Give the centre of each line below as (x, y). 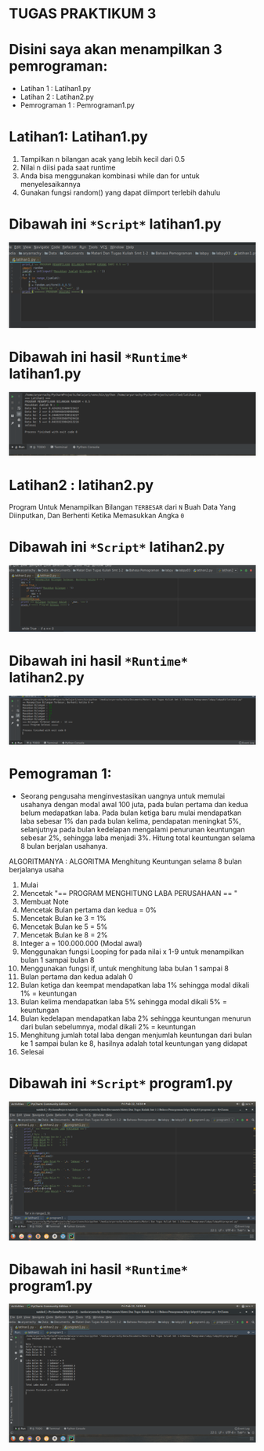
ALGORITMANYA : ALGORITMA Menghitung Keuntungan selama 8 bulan (125, 861)
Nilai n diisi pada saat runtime (68, 167)
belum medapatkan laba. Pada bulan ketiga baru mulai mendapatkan (131, 813)
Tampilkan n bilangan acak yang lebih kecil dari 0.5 (103, 159)
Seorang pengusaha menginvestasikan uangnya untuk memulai (123, 796)
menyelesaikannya (50, 184)
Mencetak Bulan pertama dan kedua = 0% (89, 910)
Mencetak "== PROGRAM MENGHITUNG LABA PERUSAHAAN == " (129, 893)
